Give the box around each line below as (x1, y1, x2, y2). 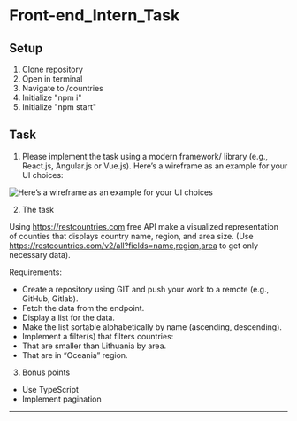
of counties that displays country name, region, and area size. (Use (9, 230, 254, 241)
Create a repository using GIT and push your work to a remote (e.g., (21, 284, 270, 294)
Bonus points (21, 367, 71, 378)
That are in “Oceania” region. (21, 349, 128, 360)
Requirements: (9, 267, 62, 277)
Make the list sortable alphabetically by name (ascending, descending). (21, 321, 283, 332)
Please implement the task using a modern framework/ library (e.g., (21, 151, 268, 161)
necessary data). (9, 249, 71, 260)
